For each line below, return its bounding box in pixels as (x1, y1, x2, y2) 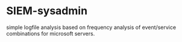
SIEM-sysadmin (6, 4, 88, 18)
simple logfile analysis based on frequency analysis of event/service (6, 24, 177, 31)
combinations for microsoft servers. (6, 30, 95, 37)
